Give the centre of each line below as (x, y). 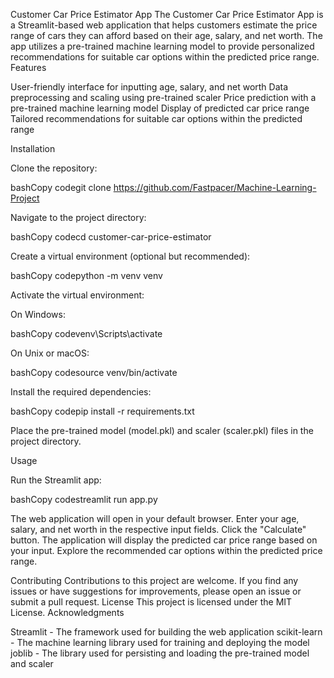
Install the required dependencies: (81, 392)
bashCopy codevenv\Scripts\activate (86, 333)
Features (28, 67)
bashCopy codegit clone (61, 187)
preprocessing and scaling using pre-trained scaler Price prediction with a (163, 97)
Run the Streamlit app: (56, 480)
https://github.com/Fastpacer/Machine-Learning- (215, 187)
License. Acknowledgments (67, 612)
